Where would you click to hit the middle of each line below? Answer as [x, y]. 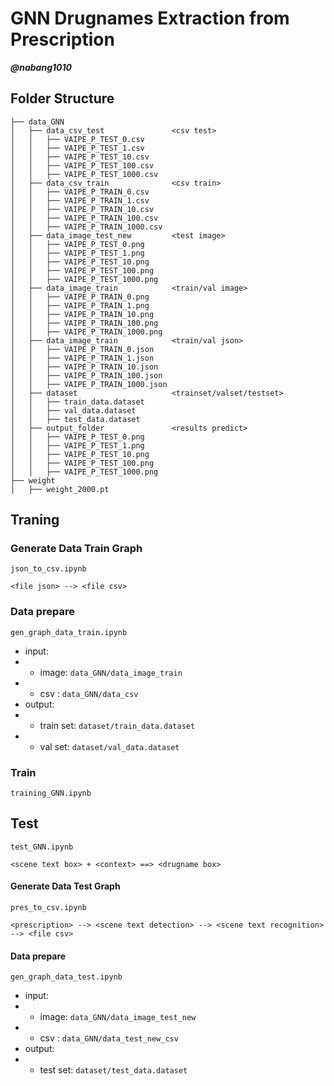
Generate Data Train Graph [76, 549]
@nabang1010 [41, 67]
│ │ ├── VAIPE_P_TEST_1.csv [77, 148]
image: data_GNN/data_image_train [111, 672]
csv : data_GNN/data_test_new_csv [109, 1038]
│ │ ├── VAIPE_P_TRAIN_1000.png [86, 332]
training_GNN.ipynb [51, 793]
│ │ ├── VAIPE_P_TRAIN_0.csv [80, 192]
